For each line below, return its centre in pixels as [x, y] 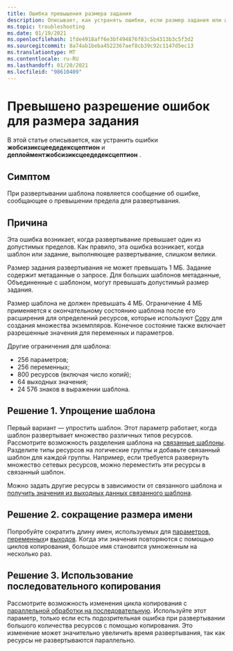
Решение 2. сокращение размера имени [100, 515]
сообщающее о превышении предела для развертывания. [94, 201]
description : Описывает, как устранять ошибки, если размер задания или [114, 20]
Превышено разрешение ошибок [109, 106]
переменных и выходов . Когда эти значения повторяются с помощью [110, 538]
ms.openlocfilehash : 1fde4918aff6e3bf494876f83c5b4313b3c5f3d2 [101, 40]
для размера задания [73, 121]
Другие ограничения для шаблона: [59, 346]
